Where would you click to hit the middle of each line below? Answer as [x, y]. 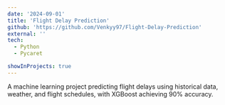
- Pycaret [28, 54]
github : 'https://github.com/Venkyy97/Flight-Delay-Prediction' [105, 27]
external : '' [27, 34]
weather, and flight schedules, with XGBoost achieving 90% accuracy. [110, 94]
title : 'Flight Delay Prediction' [59, 21]
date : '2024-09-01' [36, 14]
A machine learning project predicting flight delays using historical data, [113, 87]
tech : [15, 40]
